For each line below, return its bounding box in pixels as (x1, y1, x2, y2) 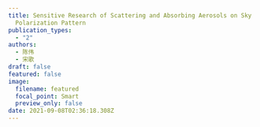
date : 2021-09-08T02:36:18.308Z (8, 107, 114, 115)
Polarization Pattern (15, 19, 87, 27)
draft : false (8, 63, 51, 71)
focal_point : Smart (15, 92, 80, 100)
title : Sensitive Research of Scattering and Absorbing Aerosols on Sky (8, 11, 252, 20)
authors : (8, 41, 37, 49)
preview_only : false (15, 99, 83, 107)
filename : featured (15, 84, 80, 93)
